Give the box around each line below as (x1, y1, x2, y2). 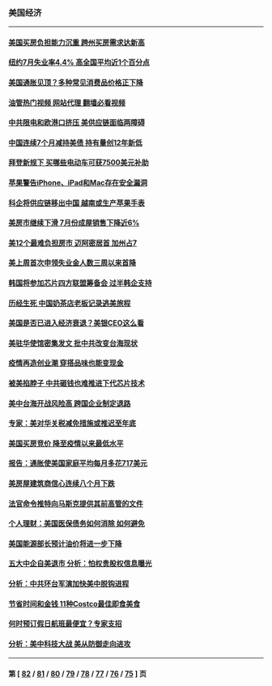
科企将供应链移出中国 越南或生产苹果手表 (8, 198, 146, 207)
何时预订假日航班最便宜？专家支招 (8, 619, 122, 628)
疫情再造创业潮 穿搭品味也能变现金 (8, 358, 124, 368)
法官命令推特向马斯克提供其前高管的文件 (8, 498, 143, 508)
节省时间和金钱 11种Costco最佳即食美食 (8, 599, 140, 608)
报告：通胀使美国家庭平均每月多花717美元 (8, 458, 148, 468)
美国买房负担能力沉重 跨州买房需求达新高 (8, 37, 146, 47)
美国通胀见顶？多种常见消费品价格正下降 (8, 78, 143, 87)
